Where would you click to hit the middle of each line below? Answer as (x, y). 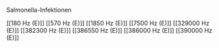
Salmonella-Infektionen (39, 10)
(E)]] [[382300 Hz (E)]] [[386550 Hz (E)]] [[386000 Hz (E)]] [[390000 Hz (109, 31)
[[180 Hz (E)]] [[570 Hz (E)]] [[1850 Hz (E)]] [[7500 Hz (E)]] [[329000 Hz (108, 23)
